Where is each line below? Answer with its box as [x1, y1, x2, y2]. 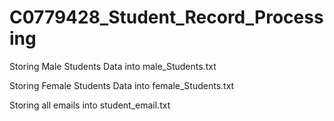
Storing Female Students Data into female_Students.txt [9, 79, 235, 91]
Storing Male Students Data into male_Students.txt [9, 60, 217, 72]
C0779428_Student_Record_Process [9, 6, 324, 29]
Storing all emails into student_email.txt [9, 99, 171, 111]
